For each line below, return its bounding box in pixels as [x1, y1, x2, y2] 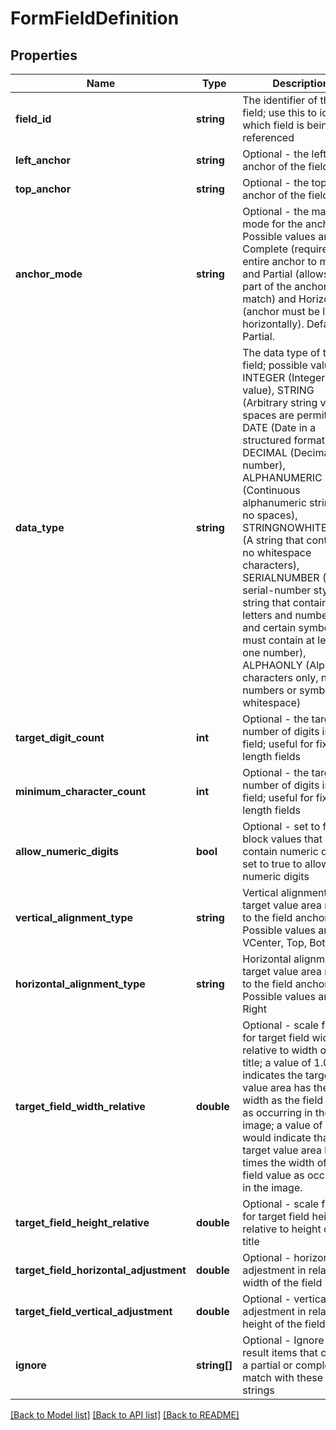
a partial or [242, 1358, 293, 1372]
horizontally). [242, 317, 305, 331]
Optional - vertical [242, 1292, 329, 1306]
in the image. [242, 1181, 303, 1194]
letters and [242, 608, 293, 622]
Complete [242, 242, 288, 256]
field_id [15, 112, 52, 126]
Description [272, 77, 330, 90]
